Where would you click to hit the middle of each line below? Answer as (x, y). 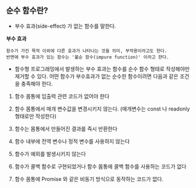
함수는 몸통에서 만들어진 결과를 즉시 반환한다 (66, 128)
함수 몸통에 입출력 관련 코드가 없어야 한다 (62, 96)
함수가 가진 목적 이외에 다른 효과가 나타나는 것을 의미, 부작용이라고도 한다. (86, 51)
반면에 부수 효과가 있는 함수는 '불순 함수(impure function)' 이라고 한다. (88, 57)
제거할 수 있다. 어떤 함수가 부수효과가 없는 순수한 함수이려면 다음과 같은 (97, 76)
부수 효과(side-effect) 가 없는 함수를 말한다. (65, 26)
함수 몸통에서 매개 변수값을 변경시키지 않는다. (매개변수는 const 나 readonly (102, 109)
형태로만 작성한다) (35, 116)
